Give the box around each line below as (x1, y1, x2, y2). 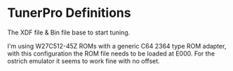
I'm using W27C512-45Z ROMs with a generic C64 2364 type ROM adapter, (7, 41, 227, 50)
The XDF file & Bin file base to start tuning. (7, 28, 131, 37)
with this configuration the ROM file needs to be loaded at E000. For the (7, 49, 215, 58)
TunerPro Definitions (7, 5, 131, 21)
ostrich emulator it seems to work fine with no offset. (7, 56, 160, 65)
